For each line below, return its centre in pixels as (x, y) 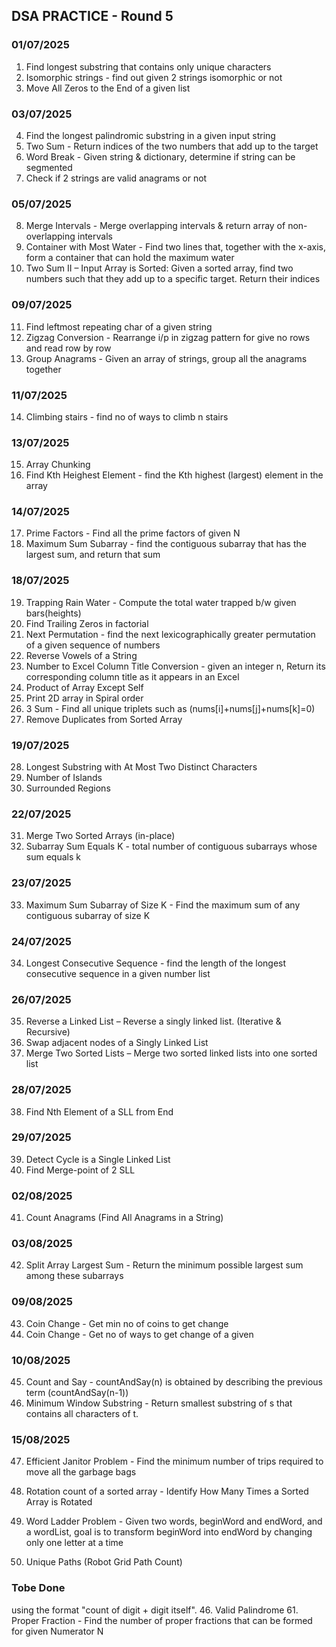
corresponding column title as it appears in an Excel (132, 676)
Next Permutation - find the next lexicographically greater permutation (170, 634)
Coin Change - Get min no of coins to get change (127, 1323)
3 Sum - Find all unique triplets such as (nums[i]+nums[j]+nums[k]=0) (170, 708)
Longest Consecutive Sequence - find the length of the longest (156, 963)
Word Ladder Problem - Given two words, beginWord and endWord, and (174, 1521)
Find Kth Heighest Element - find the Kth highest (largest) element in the (174, 475)
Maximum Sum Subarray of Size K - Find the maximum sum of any (163, 905)
